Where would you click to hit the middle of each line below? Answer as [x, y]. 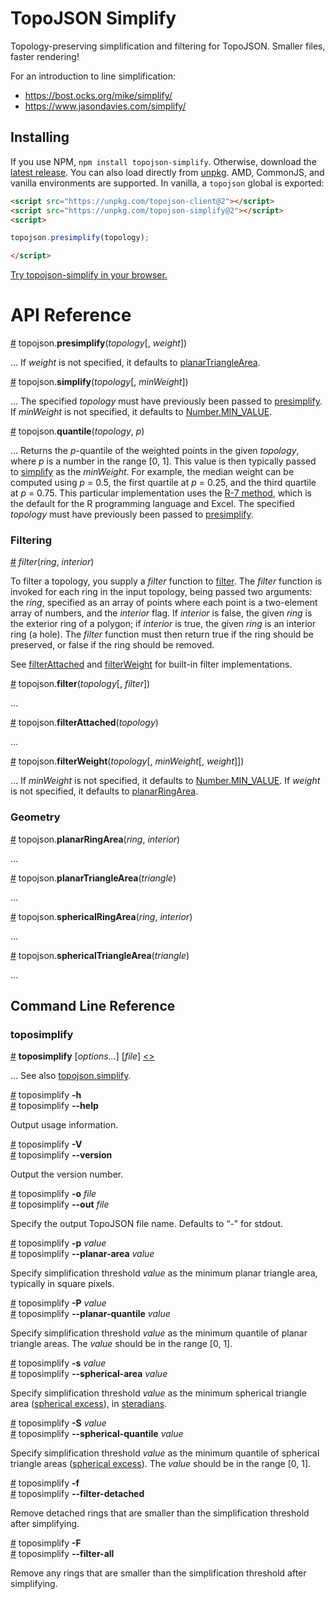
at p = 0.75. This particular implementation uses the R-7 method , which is [161, 493]
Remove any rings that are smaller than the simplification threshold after [158, 1573]
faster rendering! [45, 56]
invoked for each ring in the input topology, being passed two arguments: [161, 592]
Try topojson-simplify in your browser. [89, 275]
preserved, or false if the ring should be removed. [112, 645]
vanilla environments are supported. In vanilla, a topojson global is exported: [167, 183]
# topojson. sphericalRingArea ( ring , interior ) [101, 916]
